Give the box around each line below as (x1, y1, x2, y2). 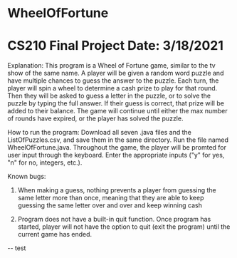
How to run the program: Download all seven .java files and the (7, 128, 192, 137)
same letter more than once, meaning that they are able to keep (17, 194, 204, 202)
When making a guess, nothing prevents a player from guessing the (17, 186, 217, 195)
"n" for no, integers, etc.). (7, 158, 83, 167)
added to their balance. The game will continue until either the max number (7, 107, 228, 115)
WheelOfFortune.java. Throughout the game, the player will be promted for (7, 143, 226, 152)
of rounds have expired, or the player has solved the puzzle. (7, 114, 184, 123)
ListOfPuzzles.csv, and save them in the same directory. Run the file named (7, 135, 229, 144)
